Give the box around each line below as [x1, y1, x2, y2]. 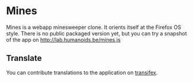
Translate [6, 53, 42, 63]
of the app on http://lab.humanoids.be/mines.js [6, 36, 121, 43]
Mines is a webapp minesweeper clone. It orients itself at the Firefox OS [6, 24, 182, 31]
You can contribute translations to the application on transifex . [6, 69, 158, 76]
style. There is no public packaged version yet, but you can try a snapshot [6, 29, 188, 37]
